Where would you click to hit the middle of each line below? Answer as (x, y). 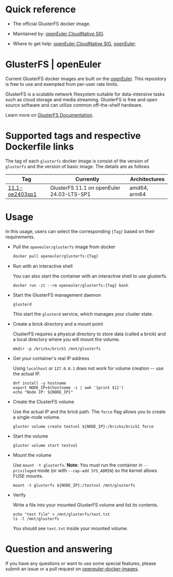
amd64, (139, 188)
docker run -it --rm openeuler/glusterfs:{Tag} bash (71, 285)
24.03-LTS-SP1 (71, 194)
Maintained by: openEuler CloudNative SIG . (58, 33)
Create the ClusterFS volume (44, 402)
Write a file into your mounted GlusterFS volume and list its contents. (85, 504)
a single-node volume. (37, 417)
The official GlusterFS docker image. (52, 24)
